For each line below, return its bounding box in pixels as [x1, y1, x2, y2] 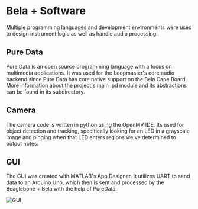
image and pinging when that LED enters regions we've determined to [6, 133, 176, 140]
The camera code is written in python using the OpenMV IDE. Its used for [6, 121, 184, 128]
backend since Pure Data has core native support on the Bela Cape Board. [6, 75, 187, 82]
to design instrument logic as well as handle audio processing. [6, 30, 158, 37]
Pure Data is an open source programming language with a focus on [6, 63, 173, 70]
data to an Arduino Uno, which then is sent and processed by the [6, 179, 164, 186]
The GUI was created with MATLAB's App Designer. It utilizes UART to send [6, 173, 190, 180]
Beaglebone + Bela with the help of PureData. [6, 185, 117, 192]
